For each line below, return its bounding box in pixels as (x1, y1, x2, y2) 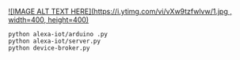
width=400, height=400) (8, 15, 90, 24)
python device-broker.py (8, 44, 90, 52)
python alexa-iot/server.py (8, 37, 101, 45)
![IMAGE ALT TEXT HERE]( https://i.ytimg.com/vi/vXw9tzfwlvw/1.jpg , (8, 7, 232, 16)
